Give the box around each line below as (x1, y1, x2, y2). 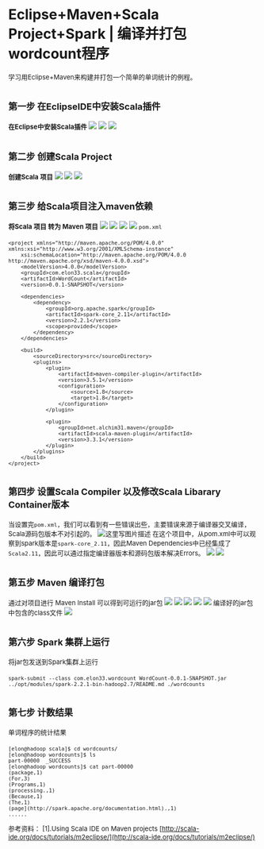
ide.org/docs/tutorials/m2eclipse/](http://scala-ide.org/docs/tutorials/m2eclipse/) (8, 832, 255, 841)
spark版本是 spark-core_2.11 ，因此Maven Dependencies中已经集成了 (21, 538, 231, 547)
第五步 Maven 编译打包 (8, 577, 105, 589)
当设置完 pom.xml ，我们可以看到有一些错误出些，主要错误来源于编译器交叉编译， (8, 519, 251, 529)
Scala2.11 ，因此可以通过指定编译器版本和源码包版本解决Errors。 (8, 548, 205, 558)
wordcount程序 (8, 45, 109, 63)
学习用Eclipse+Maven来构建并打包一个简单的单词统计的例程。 (8, 72, 197, 81)
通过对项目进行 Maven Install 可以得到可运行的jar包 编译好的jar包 (8, 598, 254, 607)
